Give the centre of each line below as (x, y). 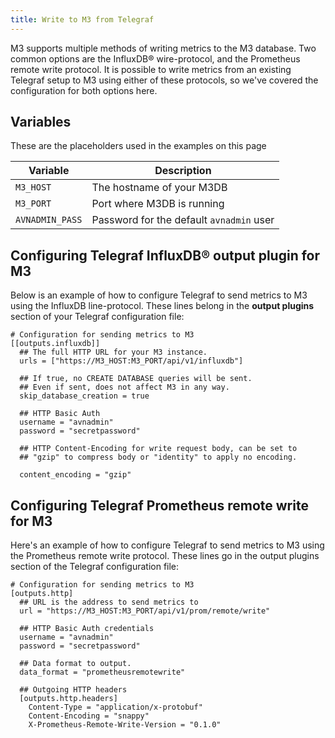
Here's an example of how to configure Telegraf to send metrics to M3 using (167, 545)
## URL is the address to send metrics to (109, 602)
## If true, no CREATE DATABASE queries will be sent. (136, 379)
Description (183, 171)
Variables (41, 122)
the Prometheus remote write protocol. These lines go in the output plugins (165, 556)
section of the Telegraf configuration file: (95, 567)
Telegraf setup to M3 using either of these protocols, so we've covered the (164, 80)
